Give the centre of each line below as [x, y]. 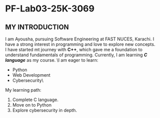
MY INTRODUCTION [37, 27]
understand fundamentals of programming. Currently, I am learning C [76, 55]
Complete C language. [35, 100]
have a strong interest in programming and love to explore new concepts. [80, 44]
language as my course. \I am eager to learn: [52, 60]
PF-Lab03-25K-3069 [50, 9]
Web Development [31, 75]
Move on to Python [32, 105]
